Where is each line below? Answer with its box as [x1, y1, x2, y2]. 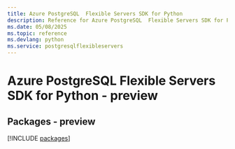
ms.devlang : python [7, 36, 64, 43]
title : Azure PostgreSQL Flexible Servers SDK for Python [7, 10, 183, 17]
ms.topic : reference [7, 29, 68, 37]
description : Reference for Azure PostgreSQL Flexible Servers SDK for [7, 17, 224, 24]
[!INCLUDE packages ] [7, 134, 71, 142]
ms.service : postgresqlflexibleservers [7, 43, 124, 50]
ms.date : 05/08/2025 [7, 23, 68, 30]
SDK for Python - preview [7, 88, 159, 104]
